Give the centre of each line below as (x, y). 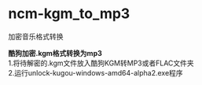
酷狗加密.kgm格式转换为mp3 (55, 53)
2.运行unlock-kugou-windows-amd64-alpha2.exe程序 (95, 72)
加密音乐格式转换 (36, 36)
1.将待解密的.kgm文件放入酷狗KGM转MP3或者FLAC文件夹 (101, 63)
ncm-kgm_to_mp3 (69, 14)
